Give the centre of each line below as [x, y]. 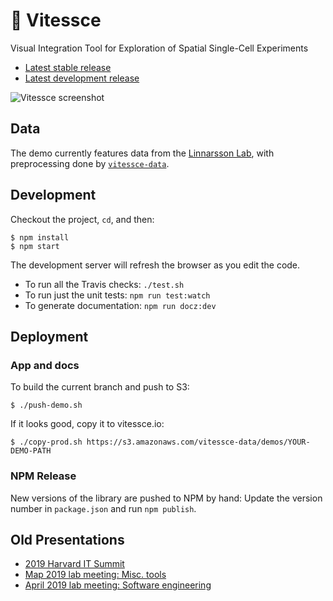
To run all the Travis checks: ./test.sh [104, 284]
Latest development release [82, 78]
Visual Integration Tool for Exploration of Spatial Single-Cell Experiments [159, 48]
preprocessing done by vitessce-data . [90, 163]
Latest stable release [68, 67]
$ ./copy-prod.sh [46, 442]
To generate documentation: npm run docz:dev [120, 305]
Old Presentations [67, 539]
